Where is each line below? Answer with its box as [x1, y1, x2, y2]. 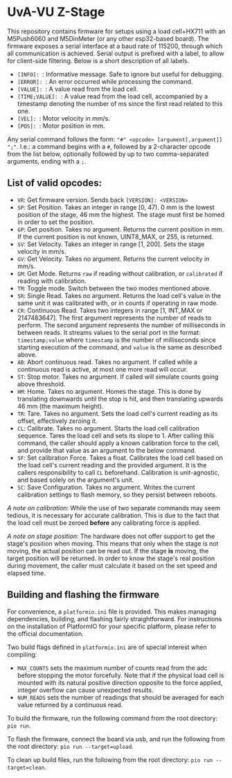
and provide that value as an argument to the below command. [17, 446, 197, 454]
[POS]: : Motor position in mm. [17, 121, 105, 130]
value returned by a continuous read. [17, 700, 123, 709]
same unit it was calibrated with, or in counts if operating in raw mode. [17, 299, 218, 307]
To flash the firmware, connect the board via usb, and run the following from [7, 734, 225, 743]
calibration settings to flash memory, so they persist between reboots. [17, 490, 217, 499]
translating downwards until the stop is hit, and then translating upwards [17, 395, 224, 403]
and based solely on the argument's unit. [17, 476, 134, 484]
